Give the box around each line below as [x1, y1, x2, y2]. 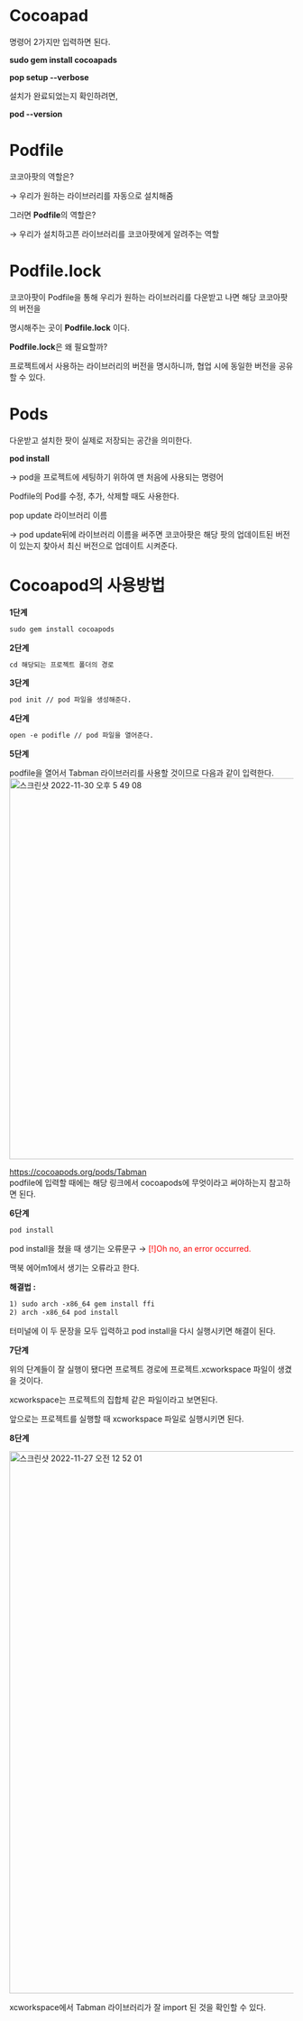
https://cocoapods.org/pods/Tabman [9, 1167, 147, 1178]
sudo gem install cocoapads [9, 54, 117, 65]
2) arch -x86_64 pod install [9, 1308, 119, 1317]
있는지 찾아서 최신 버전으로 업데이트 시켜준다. [18, 540, 179, 551]
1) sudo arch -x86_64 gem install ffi [9, 1300, 155, 1309]
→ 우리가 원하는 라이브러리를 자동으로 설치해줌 [9, 190, 174, 201]
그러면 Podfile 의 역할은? [9, 209, 96, 220]
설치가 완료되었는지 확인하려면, [9, 90, 119, 101]
